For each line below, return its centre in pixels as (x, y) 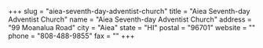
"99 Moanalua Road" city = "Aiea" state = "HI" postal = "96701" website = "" (132, 27)
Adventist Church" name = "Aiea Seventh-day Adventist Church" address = (130, 19)
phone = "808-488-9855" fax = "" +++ (71, 36)
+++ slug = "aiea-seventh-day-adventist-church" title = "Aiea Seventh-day (129, 11)
